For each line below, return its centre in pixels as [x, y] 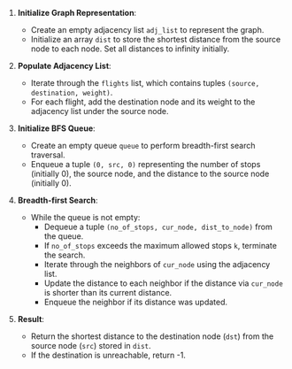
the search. [65, 255]
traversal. [48, 155]
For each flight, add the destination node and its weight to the [143, 102]
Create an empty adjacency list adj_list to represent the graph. [147, 30]
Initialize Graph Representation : [77, 13]
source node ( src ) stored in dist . [91, 346]
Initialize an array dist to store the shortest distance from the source [156, 39]
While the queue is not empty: [85, 217]
